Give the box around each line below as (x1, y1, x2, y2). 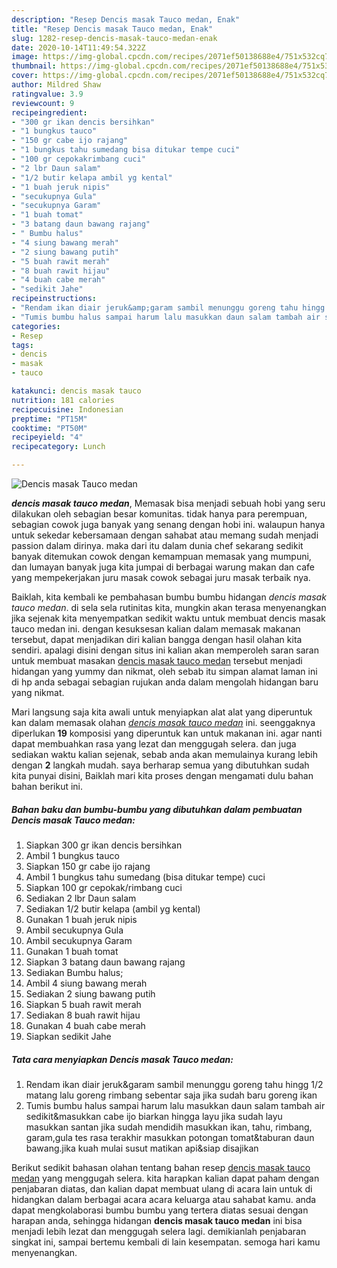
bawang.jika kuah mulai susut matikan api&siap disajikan (25, 1142, 259, 1154)
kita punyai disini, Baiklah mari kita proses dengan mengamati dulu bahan (11, 770, 314, 781)
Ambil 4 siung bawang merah (25, 977, 148, 989)
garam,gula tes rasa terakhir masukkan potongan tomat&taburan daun (25, 1131, 315, 1143)
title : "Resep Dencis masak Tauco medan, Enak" (11, 24, 214, 34)
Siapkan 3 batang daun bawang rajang (25, 956, 186, 968)
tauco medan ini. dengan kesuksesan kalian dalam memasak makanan (11, 623, 301, 635)
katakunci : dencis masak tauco (11, 386, 142, 396)
